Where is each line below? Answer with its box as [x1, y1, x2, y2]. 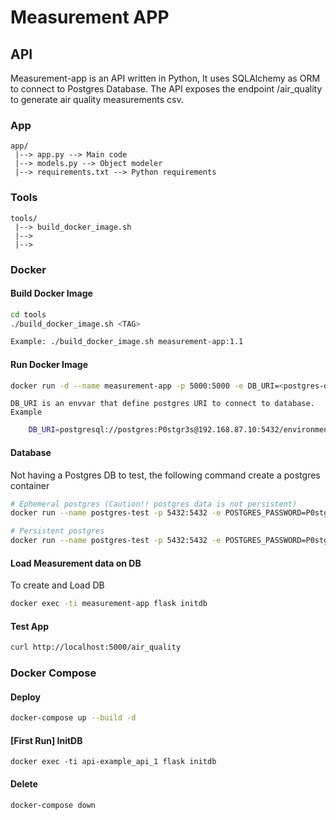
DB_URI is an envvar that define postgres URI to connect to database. [10, 399, 315, 409]
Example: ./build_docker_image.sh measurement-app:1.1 [10, 337, 244, 347]
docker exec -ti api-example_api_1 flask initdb [10, 757, 217, 767]
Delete [10, 777, 38, 790]
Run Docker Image [10, 358, 89, 370]
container [10, 479, 50, 491]
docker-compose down [10, 800, 97, 810]
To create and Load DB [10, 579, 105, 591]
